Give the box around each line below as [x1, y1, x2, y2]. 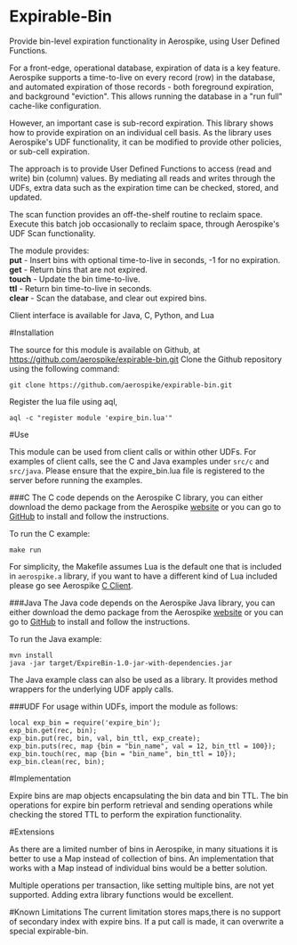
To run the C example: [9, 528, 91, 538]
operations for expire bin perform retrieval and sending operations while [9, 800, 274, 810]
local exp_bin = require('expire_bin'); [9, 718, 162, 727]
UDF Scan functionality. [9, 227, 96, 238]
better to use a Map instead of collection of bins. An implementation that [9, 853, 274, 864]
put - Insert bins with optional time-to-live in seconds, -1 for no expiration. [9, 254, 281, 265]
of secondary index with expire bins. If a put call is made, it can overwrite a [9, 916, 285, 926]
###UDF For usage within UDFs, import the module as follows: [9, 701, 238, 711]
